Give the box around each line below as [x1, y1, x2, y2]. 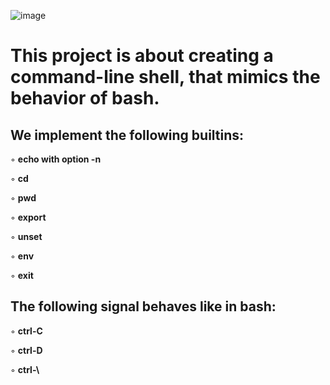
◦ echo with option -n [10, 153, 102, 165]
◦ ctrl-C [10, 325, 43, 337]
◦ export [10, 211, 47, 223]
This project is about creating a [10, 45, 274, 67]
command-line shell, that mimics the [10, 66, 321, 89]
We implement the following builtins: [10, 126, 245, 144]
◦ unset [10, 231, 43, 242]
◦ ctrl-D [10, 344, 43, 356]
